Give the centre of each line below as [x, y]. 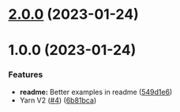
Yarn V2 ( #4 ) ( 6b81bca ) [58, 100]
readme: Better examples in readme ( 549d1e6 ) [96, 92]
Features [26, 74]
